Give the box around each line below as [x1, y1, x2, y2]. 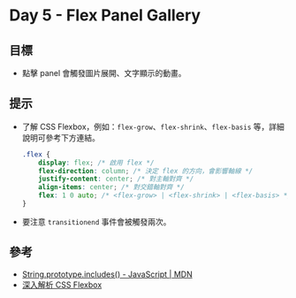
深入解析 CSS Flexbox [21, 279, 102, 290]
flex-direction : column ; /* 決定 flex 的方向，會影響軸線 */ [38, 166, 254, 175]
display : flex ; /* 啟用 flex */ [38, 158, 155, 167]
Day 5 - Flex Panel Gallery [9, 5, 201, 26]
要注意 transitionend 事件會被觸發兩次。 [21, 216, 171, 226]
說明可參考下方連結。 [21, 132, 100, 142]
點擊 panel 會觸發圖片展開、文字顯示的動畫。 [21, 68, 187, 78]
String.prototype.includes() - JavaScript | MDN [21, 269, 193, 279]
